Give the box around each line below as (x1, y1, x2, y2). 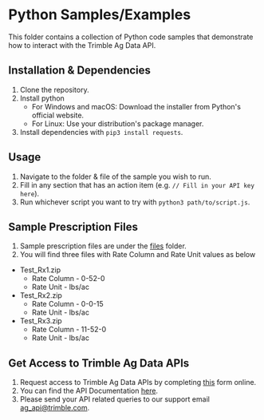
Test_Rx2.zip (19, 291, 62, 300)
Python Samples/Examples (8, 6, 191, 24)
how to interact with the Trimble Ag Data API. (8, 40, 156, 50)
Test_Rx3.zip (19, 316, 62, 326)
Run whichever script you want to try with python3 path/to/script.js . (19, 197, 250, 207)
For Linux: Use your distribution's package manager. (31, 118, 204, 129)
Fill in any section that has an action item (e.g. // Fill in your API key (19, 180, 255, 189)
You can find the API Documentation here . (19, 386, 158, 396)
